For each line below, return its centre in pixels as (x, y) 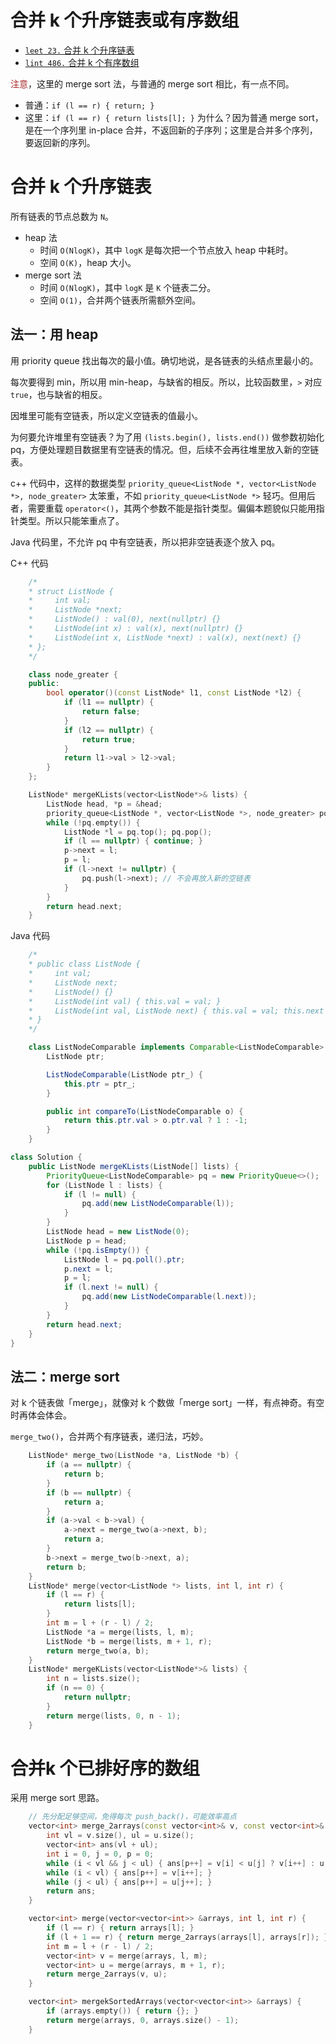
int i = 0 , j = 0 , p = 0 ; (100, 1854)
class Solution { (46, 1157)
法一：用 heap (54, 334)
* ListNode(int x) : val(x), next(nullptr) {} (136, 629)
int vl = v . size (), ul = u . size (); (120, 1836)
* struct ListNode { (71, 591)
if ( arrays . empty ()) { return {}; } (122, 2011)
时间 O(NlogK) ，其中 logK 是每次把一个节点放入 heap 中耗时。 (166, 250)
